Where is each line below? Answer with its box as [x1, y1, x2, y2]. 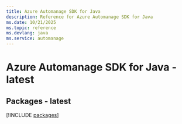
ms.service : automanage [6, 36, 64, 41]
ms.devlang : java [6, 30, 49, 36]
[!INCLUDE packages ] [6, 112, 59, 118]
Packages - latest [6, 96, 71, 106]
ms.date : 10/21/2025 [6, 19, 57, 25]
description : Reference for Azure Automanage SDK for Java [6, 14, 153, 20]
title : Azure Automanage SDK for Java [6, 8, 101, 15]
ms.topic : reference [6, 24, 57, 31]
